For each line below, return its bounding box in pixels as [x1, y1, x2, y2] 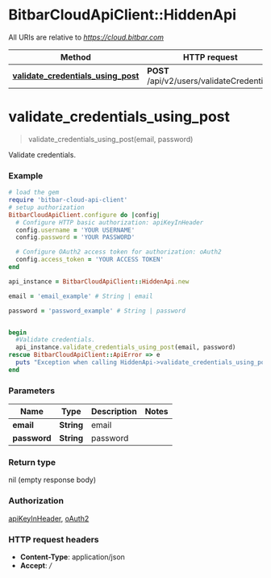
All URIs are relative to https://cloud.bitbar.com [8, 32, 164, 42]
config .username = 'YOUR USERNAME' [15, 226, 135, 234]
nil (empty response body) [8, 475, 97, 485]
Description [91, 406, 137, 417]
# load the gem [8, 188, 60, 197]
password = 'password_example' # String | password [8, 307, 186, 315]
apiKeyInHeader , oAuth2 [8, 513, 90, 523]
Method [60, 51, 91, 62]
